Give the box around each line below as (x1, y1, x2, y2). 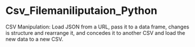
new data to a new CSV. (5, 35, 64, 42)
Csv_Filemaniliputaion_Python (5, 4, 157, 17)
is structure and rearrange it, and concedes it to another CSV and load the (5, 29, 186, 36)
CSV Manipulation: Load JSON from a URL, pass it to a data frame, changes (5, 23, 190, 30)
